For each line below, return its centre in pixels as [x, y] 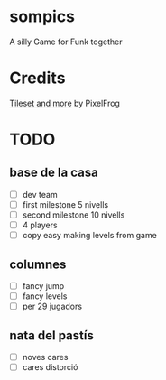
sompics [42, 17]
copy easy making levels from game [90, 236]
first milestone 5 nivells [65, 204]
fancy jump [43, 286]
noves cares [45, 357]
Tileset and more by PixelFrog [65, 103]
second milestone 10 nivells [74, 215]
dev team [40, 194]
